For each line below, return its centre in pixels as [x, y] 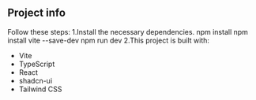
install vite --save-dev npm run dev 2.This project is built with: [109, 40]
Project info [37, 13]
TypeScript [37, 64]
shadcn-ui [36, 80]
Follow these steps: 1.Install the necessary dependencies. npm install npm [128, 31]
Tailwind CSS [40, 89]
